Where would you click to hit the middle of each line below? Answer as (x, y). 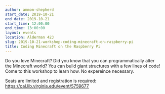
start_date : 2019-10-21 (30, 14)
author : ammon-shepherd (30, 10)
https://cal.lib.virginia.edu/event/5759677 (47, 86)
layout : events (21, 33)
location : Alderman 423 (30, 38)
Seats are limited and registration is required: (51, 81)
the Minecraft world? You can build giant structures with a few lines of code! (83, 66)
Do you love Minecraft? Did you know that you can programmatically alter (80, 60)
